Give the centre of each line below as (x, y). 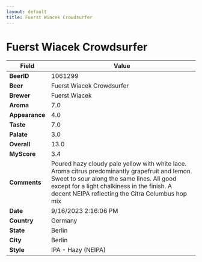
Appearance (27, 115)
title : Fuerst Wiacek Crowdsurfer (50, 17)
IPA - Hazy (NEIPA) (78, 250)
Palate (19, 134)
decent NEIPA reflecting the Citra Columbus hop (119, 194)
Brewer (20, 95)
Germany (64, 221)
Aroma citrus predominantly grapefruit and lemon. (121, 171)
